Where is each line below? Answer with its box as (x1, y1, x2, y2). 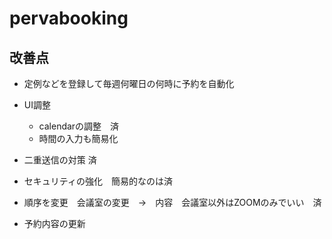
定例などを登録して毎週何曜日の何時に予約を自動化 (23, 78, 235, 89)
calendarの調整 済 (38, 120, 120, 132)
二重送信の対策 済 (23, 154, 97, 166)
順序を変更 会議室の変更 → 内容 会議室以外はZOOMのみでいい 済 (23, 197, 322, 208)
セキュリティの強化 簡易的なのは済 (23, 175, 173, 187)
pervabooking (9, 7, 129, 30)
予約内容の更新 (23, 218, 86, 229)
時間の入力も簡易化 (38, 133, 119, 144)
